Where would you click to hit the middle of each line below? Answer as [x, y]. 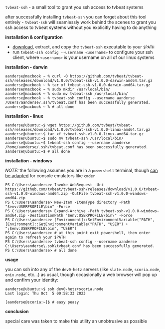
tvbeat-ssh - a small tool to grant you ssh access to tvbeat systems [74, 7]
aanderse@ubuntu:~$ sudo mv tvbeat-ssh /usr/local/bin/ [64, 138]
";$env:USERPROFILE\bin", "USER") [41, 229]
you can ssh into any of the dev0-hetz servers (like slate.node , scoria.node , [83, 269]
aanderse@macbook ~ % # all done [40, 107]
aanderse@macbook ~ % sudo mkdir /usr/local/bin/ [58, 89]
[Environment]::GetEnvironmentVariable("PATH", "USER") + [67, 224]
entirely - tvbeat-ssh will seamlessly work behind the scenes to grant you [81, 22]
